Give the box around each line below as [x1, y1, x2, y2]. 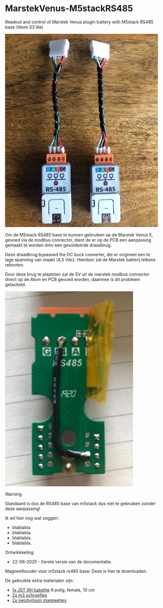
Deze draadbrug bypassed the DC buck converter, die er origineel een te [5, 252, 150, 258]
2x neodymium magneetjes [12, 597, 67, 603]
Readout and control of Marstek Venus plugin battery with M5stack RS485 [5, 19, 154, 25]
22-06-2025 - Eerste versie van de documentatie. [12, 559, 113, 565]
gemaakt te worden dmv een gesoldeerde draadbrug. [5, 242, 112, 248]
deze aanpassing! [5, 506, 40, 512]
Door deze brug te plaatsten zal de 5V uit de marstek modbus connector [5, 271, 149, 277]
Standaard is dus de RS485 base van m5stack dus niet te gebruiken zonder [5, 501, 156, 507]
